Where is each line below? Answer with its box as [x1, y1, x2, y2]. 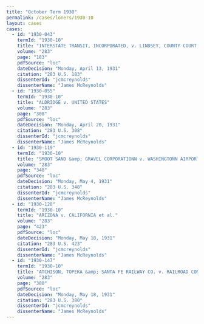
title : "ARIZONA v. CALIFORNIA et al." [17, 212, 118, 219]
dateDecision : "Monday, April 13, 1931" [17, 65, 121, 72]
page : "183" [17, 54, 47, 60]
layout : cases [6, 20, 42, 26]
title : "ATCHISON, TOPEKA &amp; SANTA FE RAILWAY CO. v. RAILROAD [17, 269, 189, 275]
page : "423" [17, 224, 47, 230]
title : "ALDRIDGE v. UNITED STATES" [17, 99, 110, 105]
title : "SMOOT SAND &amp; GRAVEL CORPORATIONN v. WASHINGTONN [17, 156, 178, 162]
